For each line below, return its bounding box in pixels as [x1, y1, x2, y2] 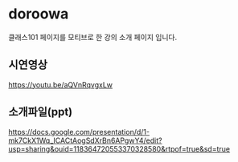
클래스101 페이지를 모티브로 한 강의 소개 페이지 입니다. [8, 32, 178, 42]
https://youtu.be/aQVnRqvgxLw [8, 79, 113, 89]
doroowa [8, 5, 69, 23]
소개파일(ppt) [8, 105, 73, 119]
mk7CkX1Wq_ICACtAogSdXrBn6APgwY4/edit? [8, 136, 162, 145]
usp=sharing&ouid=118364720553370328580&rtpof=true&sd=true [8, 144, 231, 153]
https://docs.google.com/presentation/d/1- [8, 127, 150, 136]
